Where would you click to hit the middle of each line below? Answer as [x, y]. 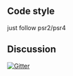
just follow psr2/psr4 [37, 27]
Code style [31, 11]
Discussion [32, 50]
